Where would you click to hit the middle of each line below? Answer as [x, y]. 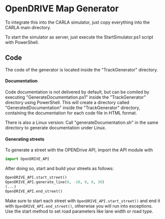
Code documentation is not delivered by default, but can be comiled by [77, 92]
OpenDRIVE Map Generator [62, 9]
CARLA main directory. [28, 27]
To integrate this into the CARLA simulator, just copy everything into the [78, 22]
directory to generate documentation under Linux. [56, 128]
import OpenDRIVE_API [27, 159]
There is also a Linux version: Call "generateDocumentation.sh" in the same [82, 122]
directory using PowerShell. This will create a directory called [67, 102]
